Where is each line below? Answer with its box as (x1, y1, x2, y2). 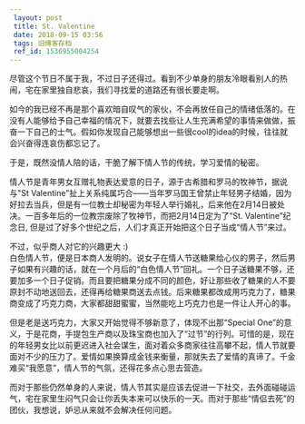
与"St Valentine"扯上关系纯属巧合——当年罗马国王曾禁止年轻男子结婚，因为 (9, 188, 292, 199)
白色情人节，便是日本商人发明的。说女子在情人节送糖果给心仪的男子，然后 (9, 252, 288, 263)
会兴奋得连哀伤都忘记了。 (9, 138, 105, 149)
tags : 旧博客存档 (13, 38, 73, 48)
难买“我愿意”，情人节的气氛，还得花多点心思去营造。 (9, 362, 208, 373)
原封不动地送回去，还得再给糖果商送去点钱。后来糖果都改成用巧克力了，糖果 (9, 287, 296, 298)
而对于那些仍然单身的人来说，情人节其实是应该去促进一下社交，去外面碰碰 (9, 382, 288, 393)
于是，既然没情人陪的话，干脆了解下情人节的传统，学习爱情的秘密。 (9, 157, 264, 168)
